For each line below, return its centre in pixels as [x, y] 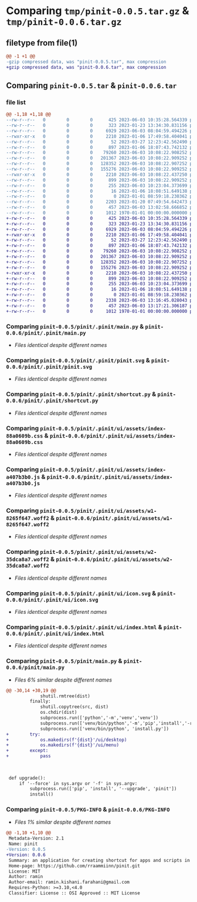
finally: [40, 701]
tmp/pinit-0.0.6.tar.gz [64, 22]
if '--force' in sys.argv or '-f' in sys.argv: [78, 783]
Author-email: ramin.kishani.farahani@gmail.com [69, 882]
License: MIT [25, 871]
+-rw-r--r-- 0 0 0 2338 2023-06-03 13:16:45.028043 [97, 300]
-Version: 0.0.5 [26, 850]
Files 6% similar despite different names [63, 680]
